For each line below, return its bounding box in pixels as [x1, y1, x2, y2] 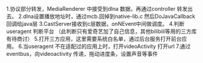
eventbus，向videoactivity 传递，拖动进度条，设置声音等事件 [6, 50, 158, 57]
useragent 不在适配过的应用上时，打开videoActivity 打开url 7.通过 [28, 43, 191, 50]
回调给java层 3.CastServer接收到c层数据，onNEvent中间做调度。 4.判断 [6, 20, 185, 27]
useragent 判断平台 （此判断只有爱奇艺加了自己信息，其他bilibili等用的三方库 [6, 28, 197, 35]
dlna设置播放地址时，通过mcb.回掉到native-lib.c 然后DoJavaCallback [23, 13, 196, 20]
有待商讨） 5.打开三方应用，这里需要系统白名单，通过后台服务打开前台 [6, 35, 182, 42]
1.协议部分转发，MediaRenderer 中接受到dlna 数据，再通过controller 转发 [6, 5, 188, 12]
